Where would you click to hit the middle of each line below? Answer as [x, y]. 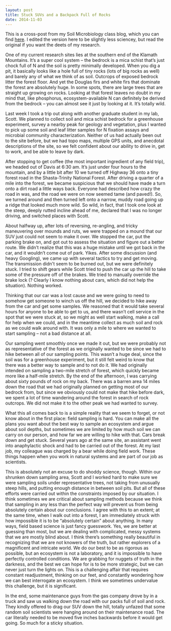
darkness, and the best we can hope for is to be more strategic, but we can [84, 564]
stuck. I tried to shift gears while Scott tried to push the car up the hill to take [86, 269]
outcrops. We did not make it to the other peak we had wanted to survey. [82, 403]
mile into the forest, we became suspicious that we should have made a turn [86, 183]
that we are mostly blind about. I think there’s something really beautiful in [83, 537]
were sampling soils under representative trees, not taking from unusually [83, 483]
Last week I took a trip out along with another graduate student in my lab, [82, 114]
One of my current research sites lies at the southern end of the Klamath [81, 55]
